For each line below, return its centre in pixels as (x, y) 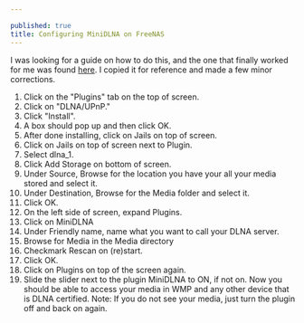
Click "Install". (49, 116)
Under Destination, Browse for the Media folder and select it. (136, 193)
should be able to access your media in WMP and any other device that (156, 289)
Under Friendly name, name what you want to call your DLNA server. (151, 231)
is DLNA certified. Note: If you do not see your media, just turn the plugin (159, 299)
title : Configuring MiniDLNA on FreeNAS (88, 34)
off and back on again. (65, 308)
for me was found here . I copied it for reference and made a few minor (141, 70)
